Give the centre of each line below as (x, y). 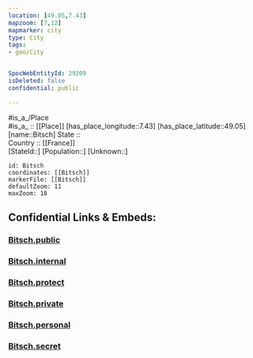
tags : (17, 45)
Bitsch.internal (37, 261)
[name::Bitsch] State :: (44, 134)
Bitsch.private (36, 303)
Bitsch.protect (36, 282)
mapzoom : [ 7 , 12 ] (35, 23)
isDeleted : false (37, 81)
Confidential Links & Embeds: (82, 218)
